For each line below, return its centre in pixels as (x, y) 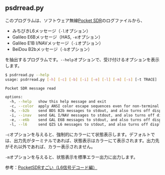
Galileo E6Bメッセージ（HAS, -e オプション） (57, 37)
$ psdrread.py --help (27, 75)
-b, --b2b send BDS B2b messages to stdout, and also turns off (80, 111)
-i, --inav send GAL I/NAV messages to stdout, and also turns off (82, 115)
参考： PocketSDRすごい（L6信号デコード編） (51, 167)
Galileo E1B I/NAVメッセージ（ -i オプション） (58, 43)
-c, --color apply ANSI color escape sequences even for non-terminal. (85, 106)
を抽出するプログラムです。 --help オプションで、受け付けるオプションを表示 (82, 59)
